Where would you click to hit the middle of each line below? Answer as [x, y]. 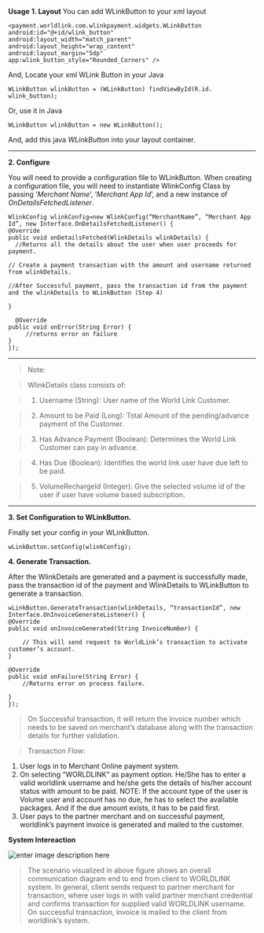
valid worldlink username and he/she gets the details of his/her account [136, 783]
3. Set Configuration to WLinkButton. [70, 517]
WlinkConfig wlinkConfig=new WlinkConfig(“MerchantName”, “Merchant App [130, 217]
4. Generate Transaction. [50, 561]
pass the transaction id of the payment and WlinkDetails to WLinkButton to [128, 585]
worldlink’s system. [59, 920]
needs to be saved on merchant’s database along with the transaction [140, 727]
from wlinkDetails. [40, 272]
